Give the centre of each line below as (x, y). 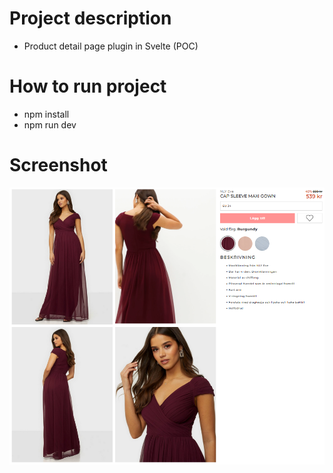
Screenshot (58, 165)
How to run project (88, 86)
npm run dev (50, 124)
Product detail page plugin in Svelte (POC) (111, 46)
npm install (46, 114)
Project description (90, 18)
